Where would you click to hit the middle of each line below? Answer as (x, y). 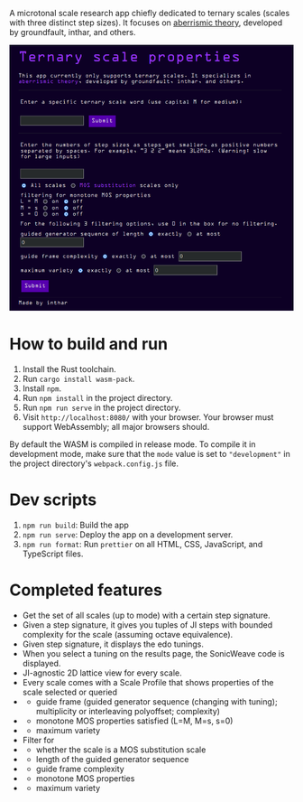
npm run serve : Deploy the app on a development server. (128, 534)
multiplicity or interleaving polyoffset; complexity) (128, 711)
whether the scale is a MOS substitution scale (121, 750)
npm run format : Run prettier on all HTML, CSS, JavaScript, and (142, 544)
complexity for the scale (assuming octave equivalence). (128, 634)
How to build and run (89, 345)
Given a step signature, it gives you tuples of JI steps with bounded (147, 625)
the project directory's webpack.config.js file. (94, 463)
